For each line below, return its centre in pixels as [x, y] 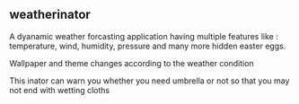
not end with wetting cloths [60, 90]
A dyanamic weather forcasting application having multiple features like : [144, 36]
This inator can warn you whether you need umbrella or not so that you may [149, 81]
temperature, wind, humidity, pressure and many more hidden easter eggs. [148, 46]
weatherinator [50, 15]
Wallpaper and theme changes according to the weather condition [132, 63]
